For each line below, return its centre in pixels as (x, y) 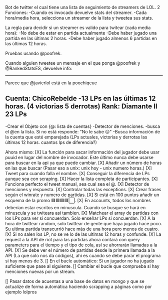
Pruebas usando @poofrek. (33, 53)
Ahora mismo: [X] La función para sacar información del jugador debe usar (82, 152)
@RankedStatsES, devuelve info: (39, 68)
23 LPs (16, 114)
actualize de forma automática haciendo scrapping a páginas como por (79, 286)
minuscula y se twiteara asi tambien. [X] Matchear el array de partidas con (82, 213)
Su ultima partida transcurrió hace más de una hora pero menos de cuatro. (82, 229)
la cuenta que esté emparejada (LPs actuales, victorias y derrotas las (76, 137)
